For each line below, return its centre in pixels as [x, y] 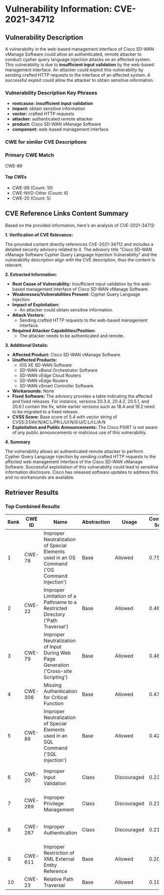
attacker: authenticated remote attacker [52, 119]
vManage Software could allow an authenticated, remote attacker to [73, 54]
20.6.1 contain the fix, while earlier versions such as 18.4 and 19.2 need [83, 407]
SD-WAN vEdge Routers [44, 380]
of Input [53, 647]
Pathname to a [60, 602]
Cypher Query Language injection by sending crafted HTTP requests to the [81, 456]
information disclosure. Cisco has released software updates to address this [82, 472]
